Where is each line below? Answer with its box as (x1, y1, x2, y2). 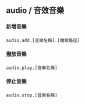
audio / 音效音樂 (6, 5, 65, 16)
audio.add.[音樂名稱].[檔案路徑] (6, 37, 80, 43)
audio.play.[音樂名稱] (6, 65, 58, 71)
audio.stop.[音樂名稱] (6, 92, 58, 98)
